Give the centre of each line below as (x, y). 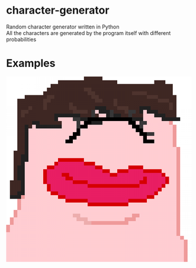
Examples (31, 63)
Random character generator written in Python (63, 27)
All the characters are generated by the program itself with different (89, 33)
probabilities (21, 39)
